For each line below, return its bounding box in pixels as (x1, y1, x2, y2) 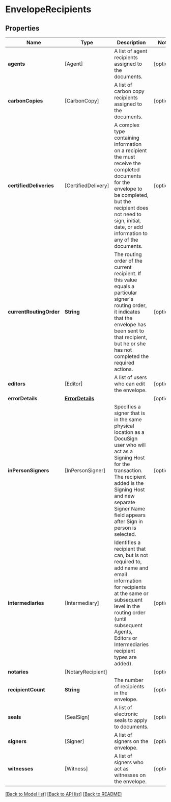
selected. (114, 531, 136, 537)
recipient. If (114, 270, 141, 277)
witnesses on (114, 771, 146, 779)
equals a (114, 283, 135, 290)
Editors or (114, 635, 137, 641)
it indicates (114, 308, 140, 315)
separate (114, 499, 136, 506)
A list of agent (114, 47, 148, 55)
